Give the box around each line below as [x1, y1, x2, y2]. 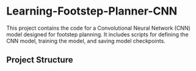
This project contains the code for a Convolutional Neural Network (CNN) [6, 24, 191, 32]
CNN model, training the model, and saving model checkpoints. [6, 37, 166, 44]
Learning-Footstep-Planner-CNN [6, 4, 178, 18]
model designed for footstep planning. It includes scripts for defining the [6, 30, 189, 38]
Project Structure [6, 55, 73, 65]
